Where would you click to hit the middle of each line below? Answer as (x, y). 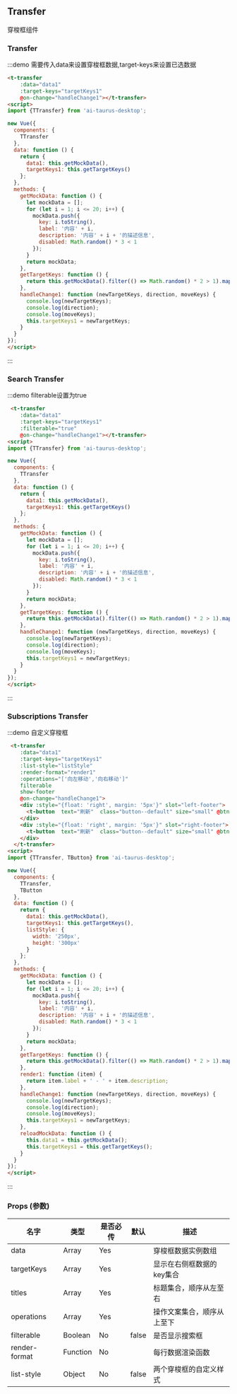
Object (74, 1373)
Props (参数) (29, 1207)
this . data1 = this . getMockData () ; (77, 1140)
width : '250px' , (56, 936)
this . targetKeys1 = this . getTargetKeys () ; (89, 1146)
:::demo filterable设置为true (47, 395)
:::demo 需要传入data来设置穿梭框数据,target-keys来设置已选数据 (102, 65)
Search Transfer (36, 379)
